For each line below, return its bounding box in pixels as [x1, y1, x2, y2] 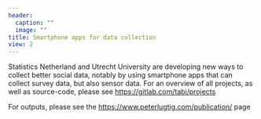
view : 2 [8, 41, 34, 49]
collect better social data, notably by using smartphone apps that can [8, 70, 233, 80]
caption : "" [15, 19, 55, 27]
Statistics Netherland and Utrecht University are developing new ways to [8, 62, 244, 71]
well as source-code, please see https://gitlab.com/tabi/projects [8, 87, 216, 96]
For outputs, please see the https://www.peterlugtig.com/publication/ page [8, 103, 251, 112]
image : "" [15, 26, 47, 34]
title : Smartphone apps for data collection [8, 33, 156, 41]
